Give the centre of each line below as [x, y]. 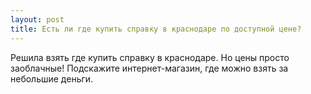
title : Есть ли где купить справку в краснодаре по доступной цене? [156, 29]
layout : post [37, 19]
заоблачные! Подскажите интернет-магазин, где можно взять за [149, 68]
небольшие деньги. [52, 78]
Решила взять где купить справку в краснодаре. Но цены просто [150, 57]
